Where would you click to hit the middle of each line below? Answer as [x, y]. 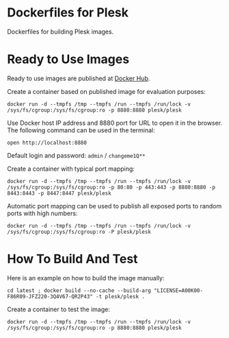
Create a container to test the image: [59, 309]
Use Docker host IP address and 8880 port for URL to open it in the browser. [115, 123]
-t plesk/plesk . [120, 296]
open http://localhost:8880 [47, 143]
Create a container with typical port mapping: [71, 169]
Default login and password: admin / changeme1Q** [76, 155]
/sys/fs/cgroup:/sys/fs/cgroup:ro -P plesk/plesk [79, 232]
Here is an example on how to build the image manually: [86, 278]
